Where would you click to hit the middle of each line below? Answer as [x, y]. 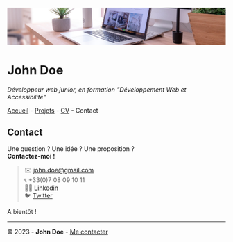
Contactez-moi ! [31, 156]
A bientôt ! [22, 212]
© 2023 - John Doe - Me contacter [58, 232]
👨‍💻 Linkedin [41, 188]
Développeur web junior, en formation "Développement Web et [97, 89]
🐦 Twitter [38, 196]
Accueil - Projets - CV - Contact [53, 110]
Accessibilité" [27, 97]
